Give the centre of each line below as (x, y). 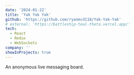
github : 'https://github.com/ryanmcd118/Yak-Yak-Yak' (63, 19)
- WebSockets (24, 43)
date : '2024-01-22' (26, 10)
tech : (11, 29)
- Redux (18, 39)
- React (18, 33)
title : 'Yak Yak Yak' (28, 15)
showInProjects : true (28, 52)
